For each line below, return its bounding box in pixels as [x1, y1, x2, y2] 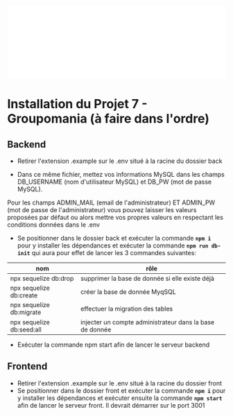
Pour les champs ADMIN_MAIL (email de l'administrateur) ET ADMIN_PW [7, 198, 216, 207]
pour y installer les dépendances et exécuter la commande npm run [17, 241, 209, 250]
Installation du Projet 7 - [7, 96, 148, 112]
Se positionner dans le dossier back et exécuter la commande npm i [17, 234, 212, 242]
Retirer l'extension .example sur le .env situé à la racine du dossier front [17, 379, 223, 387]
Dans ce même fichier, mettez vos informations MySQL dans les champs [17, 171, 225, 178]
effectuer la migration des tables [80, 304, 173, 313]
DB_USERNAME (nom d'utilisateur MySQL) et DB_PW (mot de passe [17, 177, 212, 186]
